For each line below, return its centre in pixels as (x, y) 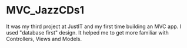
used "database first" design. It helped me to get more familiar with (88, 32)
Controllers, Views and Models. (44, 39)
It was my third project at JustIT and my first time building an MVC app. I (93, 26)
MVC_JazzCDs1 (45, 10)
